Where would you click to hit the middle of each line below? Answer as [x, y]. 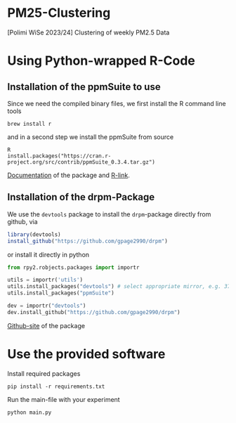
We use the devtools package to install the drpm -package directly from [109, 214]
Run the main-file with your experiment [64, 399]
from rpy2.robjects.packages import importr [73, 267]
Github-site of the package [46, 325]
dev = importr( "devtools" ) [47, 306]
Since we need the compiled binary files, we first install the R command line [117, 103]
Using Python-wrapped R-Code [101, 61]
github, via [22, 221]
